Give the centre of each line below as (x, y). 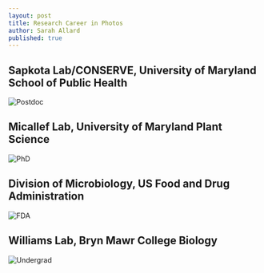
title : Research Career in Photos (66, 23)
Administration (46, 196)
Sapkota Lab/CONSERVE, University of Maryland (132, 70)
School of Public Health (68, 83)
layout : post (30, 16)
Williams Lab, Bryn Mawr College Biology (113, 241)
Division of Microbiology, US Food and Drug (119, 184)
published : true (35, 38)
